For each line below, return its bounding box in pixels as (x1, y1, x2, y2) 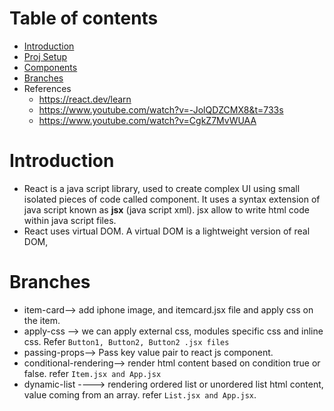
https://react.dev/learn (38, 93, 132, 105)
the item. (23, 314, 61, 326)
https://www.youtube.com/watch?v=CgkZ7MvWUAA (38, 114, 257, 126)
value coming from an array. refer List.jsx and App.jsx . (23, 388, 257, 401)
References (23, 82, 72, 94)
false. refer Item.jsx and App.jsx (23, 367, 162, 379)
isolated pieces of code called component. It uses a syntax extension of (23, 193, 321, 205)
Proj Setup (23, 50, 68, 62)
